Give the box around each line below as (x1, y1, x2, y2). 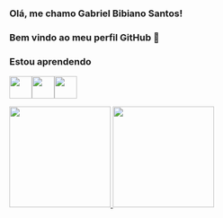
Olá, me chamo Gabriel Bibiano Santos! (9, 7, 183, 20)
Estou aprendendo (9, 55, 92, 67)
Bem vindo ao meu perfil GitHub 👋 (9, 31, 160, 43)
